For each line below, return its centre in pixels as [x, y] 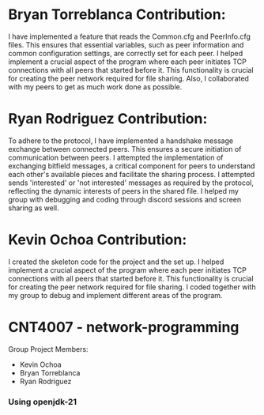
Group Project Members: [48, 349]
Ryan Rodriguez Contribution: [108, 119]
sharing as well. [34, 208]
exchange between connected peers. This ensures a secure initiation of [125, 149]
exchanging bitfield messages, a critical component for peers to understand [132, 166]
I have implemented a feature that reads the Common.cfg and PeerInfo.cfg [129, 36]
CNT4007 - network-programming [124, 327]
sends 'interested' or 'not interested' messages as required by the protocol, [131, 183]
